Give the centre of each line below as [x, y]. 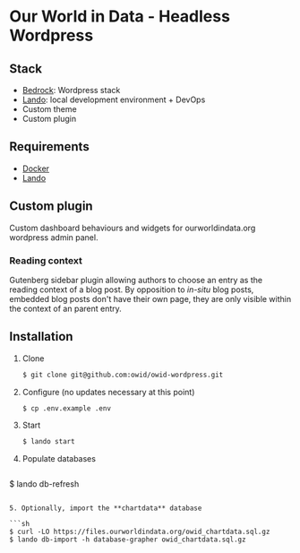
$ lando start [48, 442]
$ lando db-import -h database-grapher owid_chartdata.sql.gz [128, 540]
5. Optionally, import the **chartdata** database [106, 508]
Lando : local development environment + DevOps [114, 99]
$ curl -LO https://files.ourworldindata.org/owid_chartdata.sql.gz [140, 532]
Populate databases [59, 459]
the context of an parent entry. [66, 308]
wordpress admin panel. [54, 237]
